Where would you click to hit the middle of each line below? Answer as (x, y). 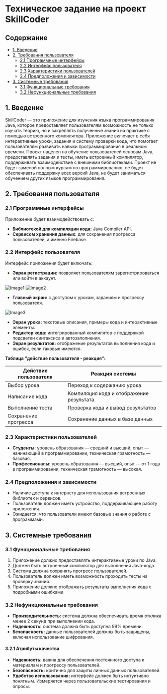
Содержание (27, 38)
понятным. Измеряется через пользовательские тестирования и (81, 681)
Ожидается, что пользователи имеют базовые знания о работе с (82, 514)
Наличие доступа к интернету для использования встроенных (79, 493)
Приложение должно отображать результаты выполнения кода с (82, 587)
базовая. (22, 459)
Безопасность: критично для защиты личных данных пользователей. (86, 670)
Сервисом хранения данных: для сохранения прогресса (74, 234)
